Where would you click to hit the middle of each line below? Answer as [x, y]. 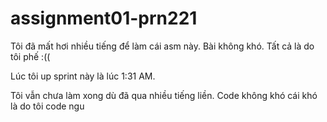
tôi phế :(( [30, 56]
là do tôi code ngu [47, 106]
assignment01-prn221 [104, 18]
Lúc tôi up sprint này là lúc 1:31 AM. [83, 76]
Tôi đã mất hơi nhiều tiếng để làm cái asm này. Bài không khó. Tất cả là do [162, 46]
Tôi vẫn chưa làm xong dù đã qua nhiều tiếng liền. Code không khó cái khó [164, 95]
